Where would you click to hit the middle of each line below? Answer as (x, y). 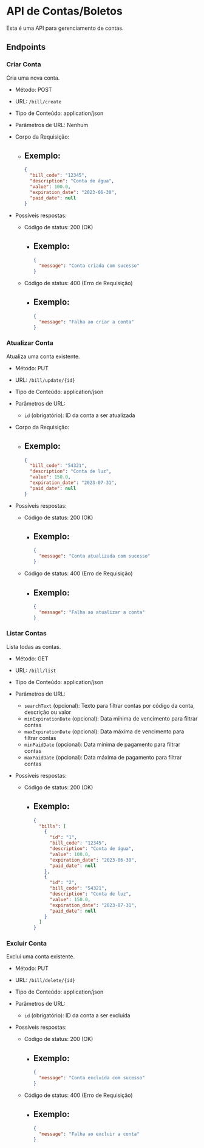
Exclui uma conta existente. (40, 956)
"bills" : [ (53, 826)
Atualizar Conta (30, 343)
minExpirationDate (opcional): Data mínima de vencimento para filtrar (111, 718)
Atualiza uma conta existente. (43, 356)
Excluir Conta (27, 944)
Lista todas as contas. (34, 646)
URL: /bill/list (36, 670)
